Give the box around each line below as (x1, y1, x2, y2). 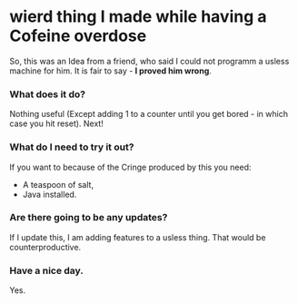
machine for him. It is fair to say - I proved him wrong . (9, 65, 212, 76)
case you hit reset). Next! (9, 118, 104, 129)
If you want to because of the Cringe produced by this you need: (9, 161, 252, 172)
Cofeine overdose (9, 25, 147, 46)
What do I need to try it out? (9, 141, 134, 153)
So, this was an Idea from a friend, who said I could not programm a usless (9, 55, 290, 66)
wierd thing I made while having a (9, 6, 267, 27)
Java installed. (22, 189, 77, 200)
